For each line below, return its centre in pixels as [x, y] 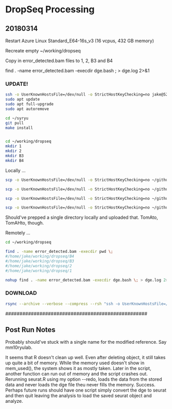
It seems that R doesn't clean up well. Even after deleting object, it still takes [85, 358]
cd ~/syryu [17, 118]
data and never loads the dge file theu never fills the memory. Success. [80, 385]
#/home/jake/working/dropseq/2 [39, 266]
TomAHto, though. [25, 223]
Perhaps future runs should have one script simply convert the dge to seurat [86, 390]
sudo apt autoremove [27, 109]
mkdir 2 [14, 151]
